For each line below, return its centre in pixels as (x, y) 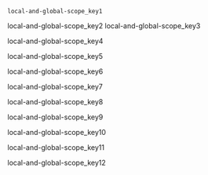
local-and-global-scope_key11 (56, 148)
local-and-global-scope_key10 (57, 132)
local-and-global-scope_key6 (55, 71)
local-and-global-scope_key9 (55, 117)
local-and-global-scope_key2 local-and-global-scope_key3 (104, 26)
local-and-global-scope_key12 (57, 162)
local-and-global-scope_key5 (55, 56)
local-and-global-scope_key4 (55, 41)
